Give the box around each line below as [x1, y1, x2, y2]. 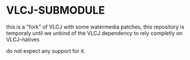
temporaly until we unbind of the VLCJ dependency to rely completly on [6, 29, 183, 36]
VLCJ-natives [6, 36, 40, 43]
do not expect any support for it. [6, 47, 86, 54]
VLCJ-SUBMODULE [6, 4, 105, 17]
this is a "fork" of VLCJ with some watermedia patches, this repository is [6, 23, 185, 30]
